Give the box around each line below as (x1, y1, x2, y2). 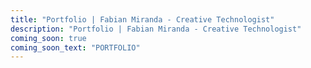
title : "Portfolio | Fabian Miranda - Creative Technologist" (10, 14, 275, 25)
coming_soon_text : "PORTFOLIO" (10, 42, 141, 53)
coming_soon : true (10, 33, 87, 43)
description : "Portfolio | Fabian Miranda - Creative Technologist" (10, 24, 302, 34)
